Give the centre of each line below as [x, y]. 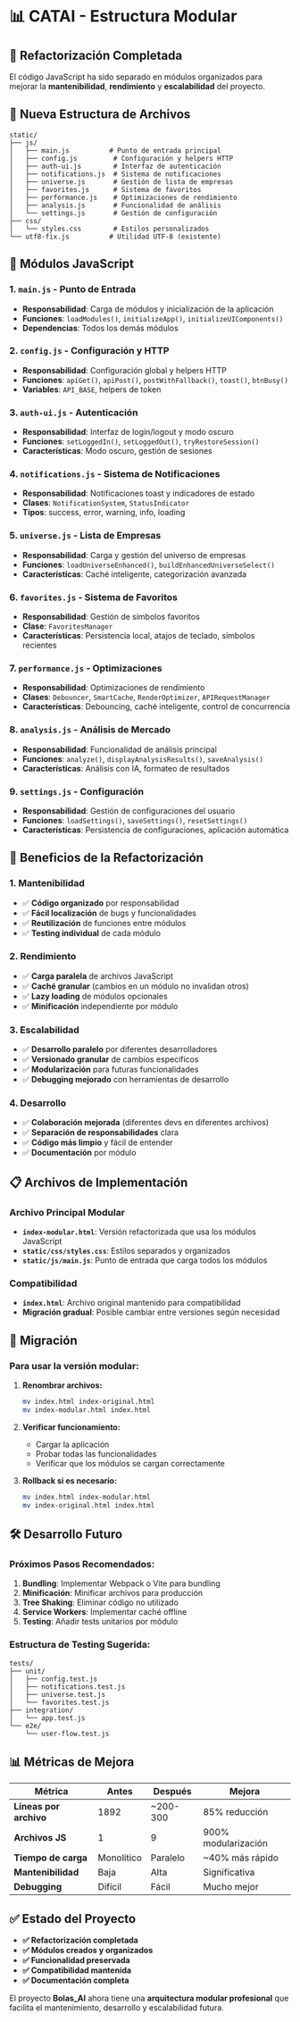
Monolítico [120, 1858]
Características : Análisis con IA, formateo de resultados [126, 768]
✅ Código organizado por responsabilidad [100, 903]
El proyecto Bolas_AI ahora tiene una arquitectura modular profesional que [149, 1998]
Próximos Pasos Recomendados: [82, 1564]
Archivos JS [40, 1838]
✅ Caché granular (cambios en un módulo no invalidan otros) [136, 986]
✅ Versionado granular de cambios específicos [110, 1059]
